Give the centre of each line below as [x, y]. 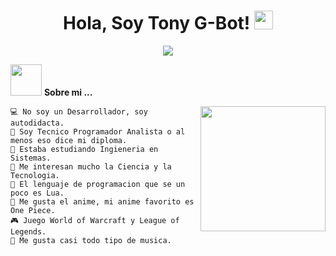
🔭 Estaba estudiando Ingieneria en [84, 149]
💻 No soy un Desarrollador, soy [79, 111]
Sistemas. [31, 158]
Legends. [28, 231]
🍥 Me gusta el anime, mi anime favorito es [102, 201]
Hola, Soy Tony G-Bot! [157, 23]
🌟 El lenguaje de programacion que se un [98, 184]
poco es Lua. [37, 193]
